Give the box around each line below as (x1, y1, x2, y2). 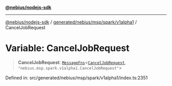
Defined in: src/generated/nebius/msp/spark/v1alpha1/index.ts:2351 (5, 74, 148, 81)
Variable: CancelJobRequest (5, 42, 130, 54)
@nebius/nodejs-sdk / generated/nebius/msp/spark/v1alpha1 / (5, 19, 137, 25)
